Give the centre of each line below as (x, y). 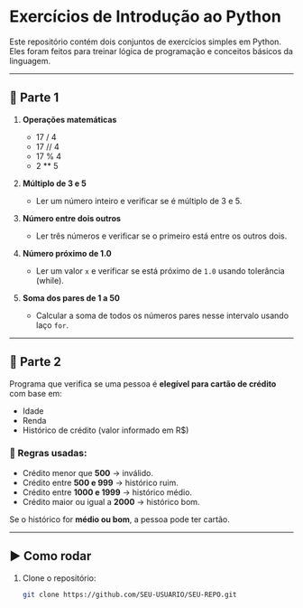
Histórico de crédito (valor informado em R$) (106, 430)
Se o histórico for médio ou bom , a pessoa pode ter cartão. (119, 519)
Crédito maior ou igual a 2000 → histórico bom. (111, 501)
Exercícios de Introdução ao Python (145, 17)
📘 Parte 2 (35, 362)
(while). (50, 280)
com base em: (36, 393)
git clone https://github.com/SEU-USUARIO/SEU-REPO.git (129, 594)
